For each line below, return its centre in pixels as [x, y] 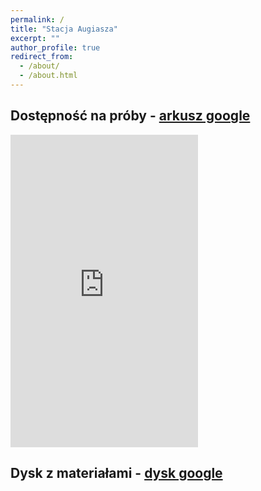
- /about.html [48, 76]
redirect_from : [42, 57]
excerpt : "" [35, 38]
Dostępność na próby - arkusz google [130, 116]
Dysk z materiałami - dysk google [116, 473]
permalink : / [37, 19]
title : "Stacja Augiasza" [64, 29]
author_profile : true [55, 47]
